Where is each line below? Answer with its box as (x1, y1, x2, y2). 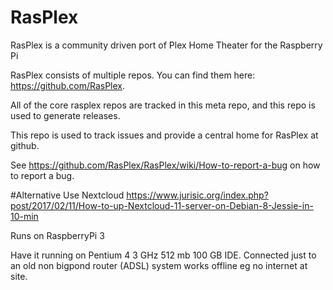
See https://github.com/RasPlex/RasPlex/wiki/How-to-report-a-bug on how (10, 159, 321, 171)
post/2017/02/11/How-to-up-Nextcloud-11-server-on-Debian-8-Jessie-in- (10, 199, 314, 211)
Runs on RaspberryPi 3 (10, 229, 105, 241)
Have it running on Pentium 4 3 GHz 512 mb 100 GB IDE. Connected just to (10, 249, 317, 261)
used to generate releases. (10, 109, 121, 121)
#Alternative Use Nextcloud (10, 189, 125, 201)
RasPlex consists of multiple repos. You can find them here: (10, 69, 256, 81)
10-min (10, 210, 39, 222)
